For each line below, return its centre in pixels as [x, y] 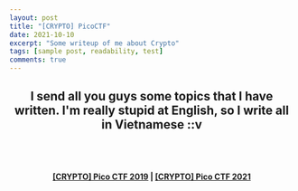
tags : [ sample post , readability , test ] [87, 52]
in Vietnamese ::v [152, 124]
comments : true [38, 60]
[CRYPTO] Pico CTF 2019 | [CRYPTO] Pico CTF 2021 [152, 177]
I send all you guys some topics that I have [152, 96]
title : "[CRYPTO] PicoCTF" [60, 26]
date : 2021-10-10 [42, 34]
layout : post [34, 18]
